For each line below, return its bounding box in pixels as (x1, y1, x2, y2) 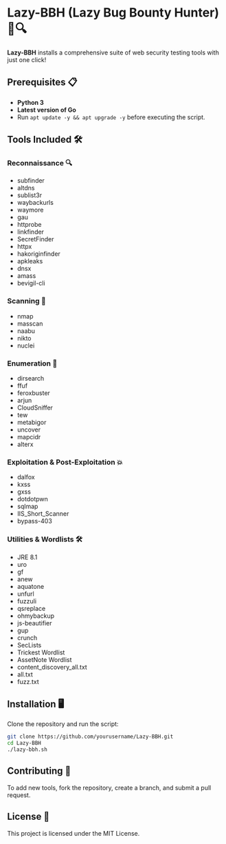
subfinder (16, 177, 45, 185)
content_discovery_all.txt (16, 663, 87, 671)
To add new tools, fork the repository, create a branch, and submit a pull (7, 783, 212, 792)
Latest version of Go (16, 105, 77, 114)
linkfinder (16, 228, 45, 236)
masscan (16, 319, 43, 328)
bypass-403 (16, 517, 53, 525)
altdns (16, 184, 35, 192)
